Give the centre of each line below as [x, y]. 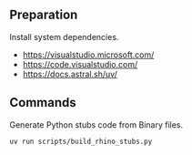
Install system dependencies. [64, 36]
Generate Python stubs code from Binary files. [96, 124]
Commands [43, 103]
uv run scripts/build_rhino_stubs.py [81, 141]
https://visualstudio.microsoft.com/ [88, 55]
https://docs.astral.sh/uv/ [70, 74]
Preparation [44, 15]
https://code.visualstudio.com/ [80, 64]
